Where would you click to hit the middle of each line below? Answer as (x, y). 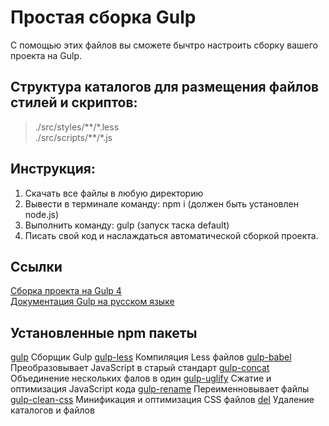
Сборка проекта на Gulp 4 (66, 291)
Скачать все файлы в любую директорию (114, 193)
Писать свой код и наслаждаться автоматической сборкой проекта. (171, 235)
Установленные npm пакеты (104, 332)
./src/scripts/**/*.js (73, 137)
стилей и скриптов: (74, 102)
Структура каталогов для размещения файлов (165, 87)
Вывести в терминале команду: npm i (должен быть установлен (161, 203)
